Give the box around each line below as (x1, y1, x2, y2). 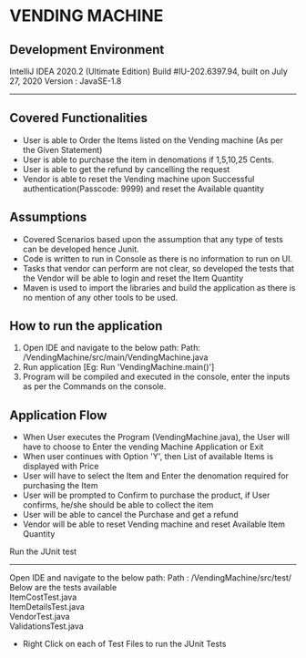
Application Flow (9, 407, 107, 423)
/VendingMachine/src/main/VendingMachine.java (22, 352, 209, 363)
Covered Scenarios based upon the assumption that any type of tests (22, 233, 284, 244)
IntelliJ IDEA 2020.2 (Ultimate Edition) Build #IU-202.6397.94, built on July (9, 66, 289, 77)
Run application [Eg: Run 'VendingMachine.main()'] (22, 362, 215, 373)
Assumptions (9, 210, 87, 225)
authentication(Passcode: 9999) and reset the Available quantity (22, 183, 265, 194)
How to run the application (9, 318, 163, 334)
